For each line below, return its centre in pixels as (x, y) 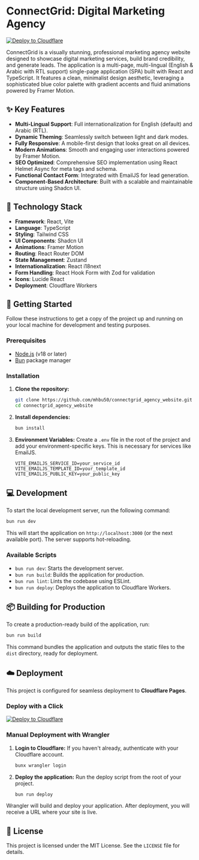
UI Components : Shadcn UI (49, 240)
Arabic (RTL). (31, 130)
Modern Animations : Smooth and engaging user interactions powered (102, 149)
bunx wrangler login (40, 766)
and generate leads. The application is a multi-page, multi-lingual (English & (100, 65)
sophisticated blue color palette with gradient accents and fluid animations (98, 84)
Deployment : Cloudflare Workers (56, 285)
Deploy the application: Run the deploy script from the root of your (98, 777)
